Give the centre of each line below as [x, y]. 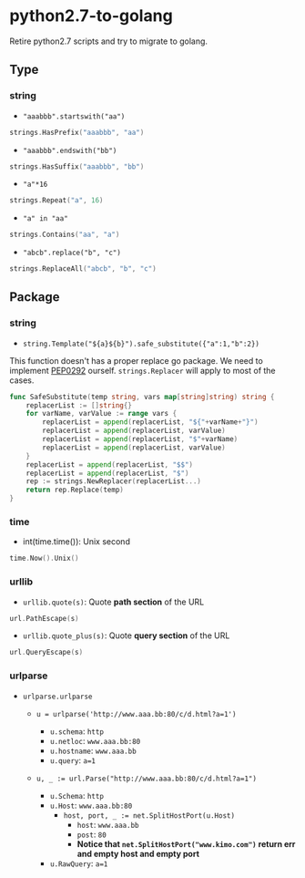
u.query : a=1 [72, 760]
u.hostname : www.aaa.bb [93, 750]
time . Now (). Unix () [44, 558]
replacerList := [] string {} [79, 405]
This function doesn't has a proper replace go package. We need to [137, 360]
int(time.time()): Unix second [76, 542]
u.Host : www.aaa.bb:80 [91, 805]
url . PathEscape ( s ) [44, 618]
